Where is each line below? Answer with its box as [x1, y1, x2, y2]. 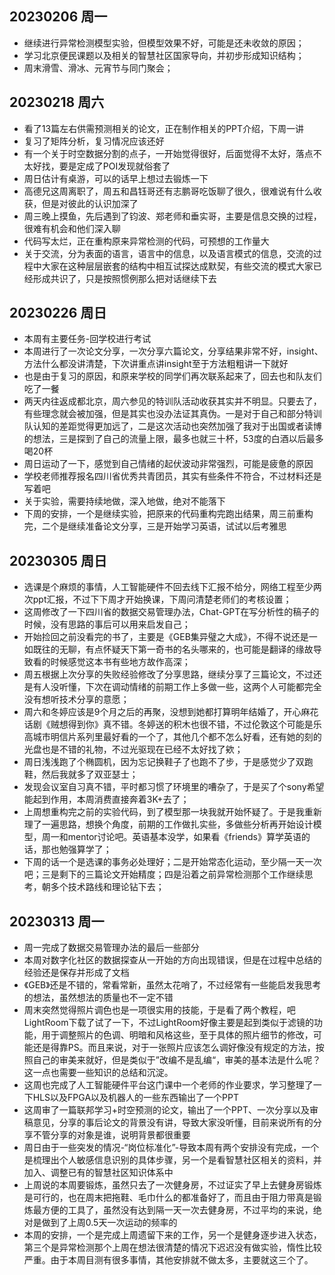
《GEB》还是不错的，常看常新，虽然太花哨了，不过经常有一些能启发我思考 [23, 979, 322, 991]
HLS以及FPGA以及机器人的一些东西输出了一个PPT [32, 1092, 240, 1104]
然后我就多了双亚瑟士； [41, 768, 139, 781]
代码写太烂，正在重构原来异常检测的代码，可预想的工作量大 [23, 235, 270, 247]
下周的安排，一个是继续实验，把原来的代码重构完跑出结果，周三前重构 [23, 508, 314, 520]
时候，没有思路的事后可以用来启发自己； [23, 618, 191, 631]
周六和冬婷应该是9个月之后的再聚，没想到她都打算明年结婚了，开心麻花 [23, 706, 319, 718]
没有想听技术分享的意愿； [23, 693, 130, 706]
